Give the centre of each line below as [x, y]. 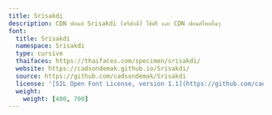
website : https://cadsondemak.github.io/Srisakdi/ [103, 69]
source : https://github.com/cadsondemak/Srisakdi [101, 76]
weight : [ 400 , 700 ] [56, 99]
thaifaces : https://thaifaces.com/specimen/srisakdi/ [108, 62]
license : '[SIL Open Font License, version [90, 83]
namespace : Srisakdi [50, 46]
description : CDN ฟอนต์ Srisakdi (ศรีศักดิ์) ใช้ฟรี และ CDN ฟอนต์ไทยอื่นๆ [115, 23]
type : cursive [39, 53]
